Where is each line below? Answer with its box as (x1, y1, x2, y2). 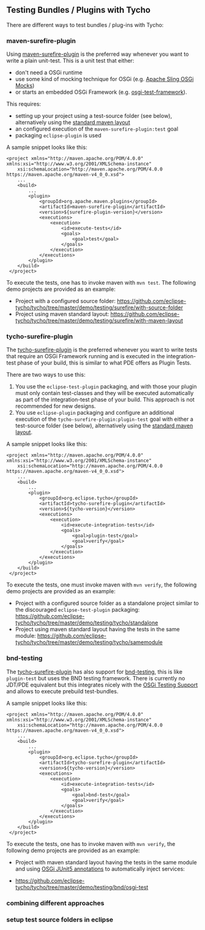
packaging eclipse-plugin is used (15, 132, 102, 139)
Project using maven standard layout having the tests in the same (15, 626, 180, 633)
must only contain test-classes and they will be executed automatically (15, 390, 194, 397)
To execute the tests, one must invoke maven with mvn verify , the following (6, 581, 197, 588)
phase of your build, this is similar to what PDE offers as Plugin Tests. (17, 359, 192, 367)
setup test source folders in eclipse (6, 915, 114, 924)
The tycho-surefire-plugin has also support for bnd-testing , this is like (6, 668, 182, 675)
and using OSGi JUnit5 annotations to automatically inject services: (15, 865, 185, 872)
